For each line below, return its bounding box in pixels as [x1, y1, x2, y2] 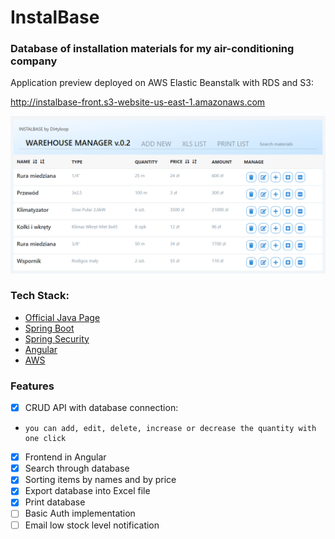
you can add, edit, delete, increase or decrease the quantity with [24, 424, 317, 434]
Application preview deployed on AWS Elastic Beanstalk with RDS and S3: [10, 77, 314, 89]
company [10, 54, 58, 68]
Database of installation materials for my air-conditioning [10, 42, 295, 56]
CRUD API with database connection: [24, 402, 179, 414]
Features [10, 379, 55, 393]
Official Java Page [24, 311, 101, 323]
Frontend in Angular [24, 451, 107, 463]
